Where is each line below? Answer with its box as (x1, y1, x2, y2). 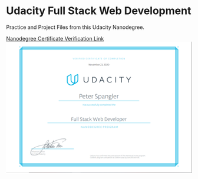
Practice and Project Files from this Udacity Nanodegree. (6, 24, 144, 31)
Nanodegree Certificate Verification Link (6, 35, 104, 42)
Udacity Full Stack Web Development (6, 4, 192, 18)
